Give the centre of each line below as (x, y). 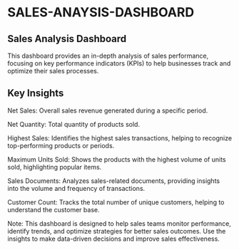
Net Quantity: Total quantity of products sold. (74, 124)
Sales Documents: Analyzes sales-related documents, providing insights (113, 181)
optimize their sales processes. (53, 71)
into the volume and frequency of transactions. (76, 188)
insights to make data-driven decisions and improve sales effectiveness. (113, 239)
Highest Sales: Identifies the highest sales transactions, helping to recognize (120, 138)
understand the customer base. (54, 209)
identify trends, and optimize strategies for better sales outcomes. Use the (117, 231)
